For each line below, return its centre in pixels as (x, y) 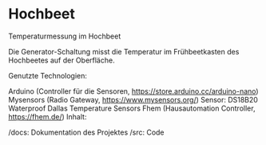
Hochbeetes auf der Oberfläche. (62, 60)
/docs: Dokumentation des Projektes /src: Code (87, 132)
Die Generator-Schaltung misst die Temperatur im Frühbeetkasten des (124, 51)
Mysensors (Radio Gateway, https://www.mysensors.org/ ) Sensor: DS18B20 (133, 99)
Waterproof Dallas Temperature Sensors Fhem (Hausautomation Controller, (132, 108)
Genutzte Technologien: (48, 75)
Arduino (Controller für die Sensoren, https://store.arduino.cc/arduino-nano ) (133, 91)
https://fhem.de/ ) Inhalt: (48, 116)
